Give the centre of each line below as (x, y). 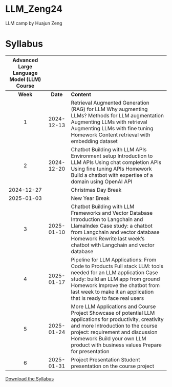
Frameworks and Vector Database (112, 213)
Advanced (25, 60)
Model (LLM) (25, 79)
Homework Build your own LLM (109, 338)
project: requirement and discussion (114, 332)
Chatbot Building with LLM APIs (109, 149)
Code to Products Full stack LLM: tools (117, 266)
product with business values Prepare (116, 345)
